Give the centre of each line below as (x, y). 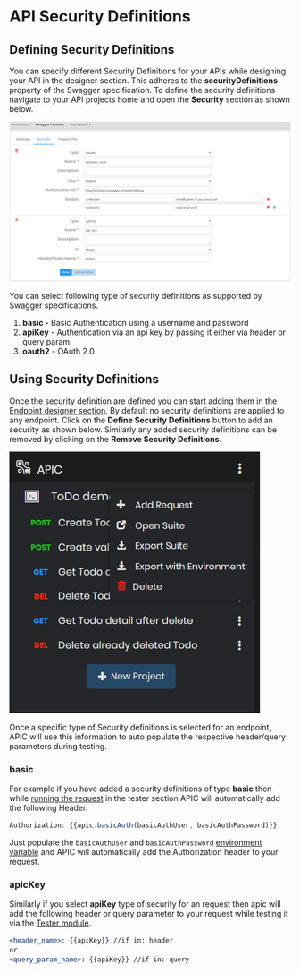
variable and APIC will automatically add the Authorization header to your (144, 851)
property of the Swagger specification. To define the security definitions (142, 90)
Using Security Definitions (84, 379)
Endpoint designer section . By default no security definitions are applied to (147, 410)
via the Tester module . (50, 923)
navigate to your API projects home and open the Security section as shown (150, 99)
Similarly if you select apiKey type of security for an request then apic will (145, 904)
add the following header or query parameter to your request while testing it (149, 914)
